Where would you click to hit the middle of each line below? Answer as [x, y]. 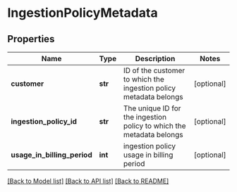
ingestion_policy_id [44, 121]
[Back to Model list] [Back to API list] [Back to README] [88, 181]
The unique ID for [152, 108]
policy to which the [154, 126]
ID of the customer [154, 70]
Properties [31, 39]
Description [155, 59]
